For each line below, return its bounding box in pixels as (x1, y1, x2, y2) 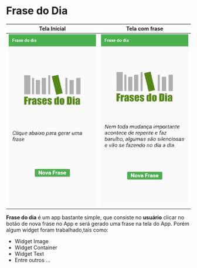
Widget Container (14, 244, 57, 251)
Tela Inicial (39, 25, 66, 32)
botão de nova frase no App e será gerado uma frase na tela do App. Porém (6, 220, 189, 227)
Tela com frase (125, 25, 164, 32)
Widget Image (14, 238, 49, 245)
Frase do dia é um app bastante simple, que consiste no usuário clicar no (6, 214, 185, 221)
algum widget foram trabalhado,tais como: (6, 226, 108, 233)
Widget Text (14, 250, 45, 257)
